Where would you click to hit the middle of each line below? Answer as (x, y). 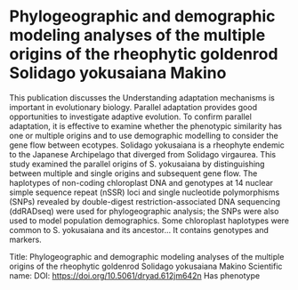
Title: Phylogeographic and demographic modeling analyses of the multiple (147, 256)
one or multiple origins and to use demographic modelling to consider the (144, 135)
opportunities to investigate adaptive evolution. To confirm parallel (130, 117)
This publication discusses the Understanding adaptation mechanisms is (142, 97)
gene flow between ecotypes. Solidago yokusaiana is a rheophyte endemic (147, 145)
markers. (25, 239)
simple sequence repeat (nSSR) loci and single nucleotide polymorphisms (145, 192)
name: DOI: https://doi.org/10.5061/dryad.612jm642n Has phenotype (135, 275)
